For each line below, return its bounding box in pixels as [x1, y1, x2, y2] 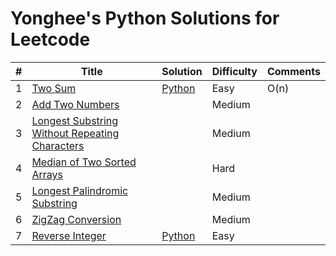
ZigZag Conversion [31, 212, 122, 226]
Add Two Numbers [31, 97, 120, 111]
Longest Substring [31, 113, 119, 127]
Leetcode [10, 28, 91, 51]
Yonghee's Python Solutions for [10, 7, 280, 30]
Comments [266, 64, 321, 78]
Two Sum [31, 81, 77, 95]
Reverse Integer [31, 228, 107, 242]
